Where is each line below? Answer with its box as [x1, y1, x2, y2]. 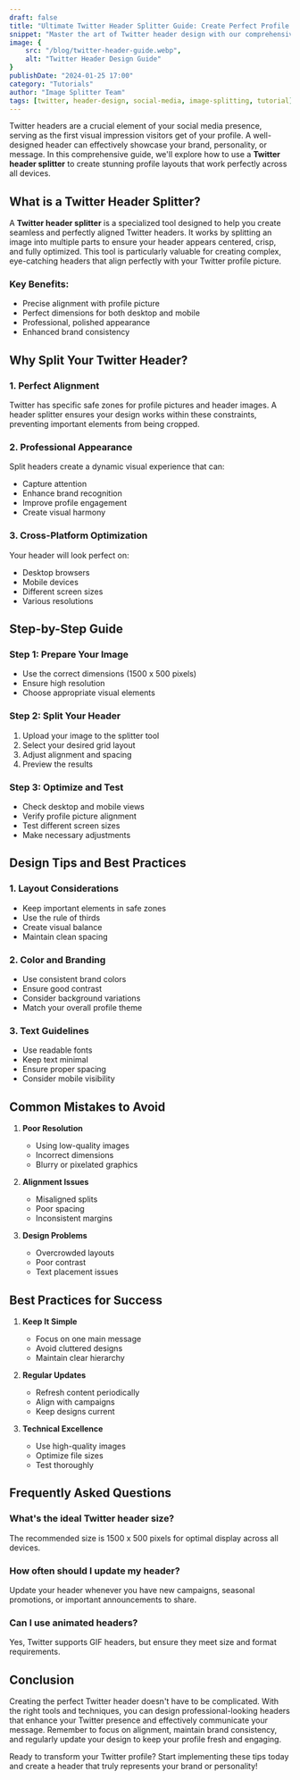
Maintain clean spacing [21, 931, 109, 942]
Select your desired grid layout [21, 739, 136, 751]
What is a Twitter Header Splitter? [9, 194, 201, 209]
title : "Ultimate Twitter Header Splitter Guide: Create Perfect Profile [9, 21, 290, 30]
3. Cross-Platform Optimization [9, 529, 148, 542]
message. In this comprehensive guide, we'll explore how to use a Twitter [9, 149, 281, 160]
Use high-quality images [35, 1440, 127, 1451]
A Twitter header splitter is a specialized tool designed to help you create [9, 218, 281, 229]
